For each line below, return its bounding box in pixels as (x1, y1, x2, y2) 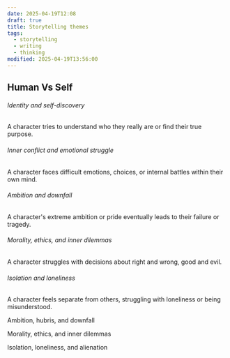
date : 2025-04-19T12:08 (7, 10, 77, 17)
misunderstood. (7, 303, 52, 311)
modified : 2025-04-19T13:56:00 (7, 56, 98, 63)
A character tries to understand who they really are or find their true (7, 123, 202, 131)
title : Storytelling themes (7, 23, 89, 30)
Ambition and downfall (7, 191, 72, 200)
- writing (13, 43, 42, 50)
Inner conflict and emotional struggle (7, 146, 114, 154)
